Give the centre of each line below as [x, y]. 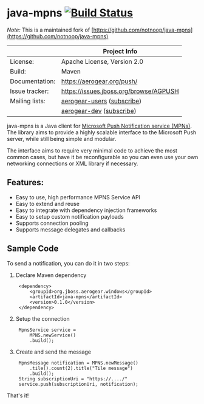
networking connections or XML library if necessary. [73, 163]
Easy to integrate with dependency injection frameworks [86, 210]
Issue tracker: [29, 91]
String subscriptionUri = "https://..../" [73, 379]
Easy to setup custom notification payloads [70, 216]
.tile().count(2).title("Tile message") [81, 368]
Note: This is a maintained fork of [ [50, 30]
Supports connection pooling [52, 223]
